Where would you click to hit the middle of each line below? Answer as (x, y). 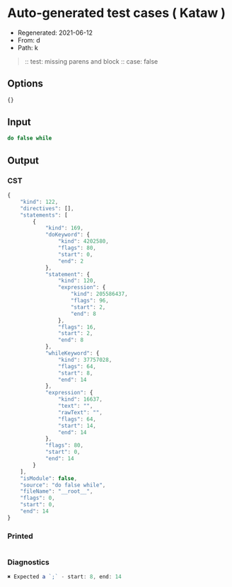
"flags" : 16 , (77, 327)
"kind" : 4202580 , (83, 241)
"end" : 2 (70, 261)
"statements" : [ (44, 215)
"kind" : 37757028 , (85, 360)
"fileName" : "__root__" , (57, 491)
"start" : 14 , (77, 426)
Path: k (28, 47)
